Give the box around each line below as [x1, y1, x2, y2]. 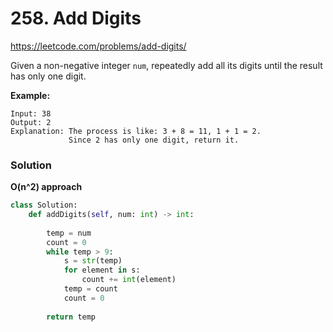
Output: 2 [10, 117, 52, 127]
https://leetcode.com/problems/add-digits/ [10, 40, 187, 52]
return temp [46, 312, 97, 322]
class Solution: [10, 200, 78, 211]
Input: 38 [10, 108, 52, 119]
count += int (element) [81, 275, 177, 285]
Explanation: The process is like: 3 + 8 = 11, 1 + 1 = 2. [10, 126, 262, 136]
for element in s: [63, 265, 141, 276]
